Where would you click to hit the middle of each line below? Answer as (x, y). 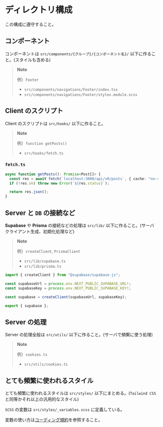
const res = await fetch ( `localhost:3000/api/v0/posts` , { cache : (78, 179)
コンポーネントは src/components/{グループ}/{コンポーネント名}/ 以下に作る (78, 53)
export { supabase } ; (27, 306)
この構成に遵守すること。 (31, 24)
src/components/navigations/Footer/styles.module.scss (81, 95)
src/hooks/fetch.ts (44, 153)
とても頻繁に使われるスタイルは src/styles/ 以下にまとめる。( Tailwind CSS (81, 393)
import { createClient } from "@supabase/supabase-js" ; (63, 275)
